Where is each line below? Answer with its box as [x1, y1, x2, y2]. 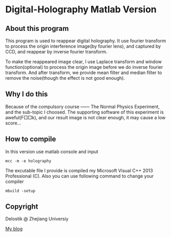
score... [5, 120, 22, 126]
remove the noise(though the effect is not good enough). [5, 75, 125, 81]
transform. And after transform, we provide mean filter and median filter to [5, 69, 162, 76]
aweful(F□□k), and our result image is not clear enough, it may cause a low [5, 114, 166, 120]
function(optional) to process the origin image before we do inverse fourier [5, 64, 163, 70]
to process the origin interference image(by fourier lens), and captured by [5, 43, 161, 49]
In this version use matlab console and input [5, 148, 98, 155]
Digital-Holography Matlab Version [5, 4, 157, 15]
